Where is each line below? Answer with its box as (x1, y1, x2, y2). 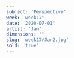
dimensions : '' (6, 31, 45, 37)
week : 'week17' (6, 14, 45, 21)
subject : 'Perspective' (6, 8, 67, 15)
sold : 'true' (6, 43, 39, 49)
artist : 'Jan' (6, 25, 42, 32)
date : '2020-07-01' (6, 20, 56, 26)
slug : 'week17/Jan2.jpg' (6, 37, 69, 43)
